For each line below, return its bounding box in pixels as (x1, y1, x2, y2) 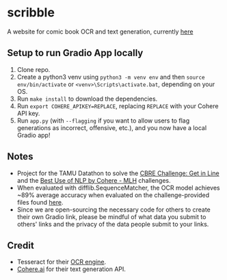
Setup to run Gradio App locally (7, 47, 144, 59)
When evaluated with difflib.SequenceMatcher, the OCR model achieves (16, 183, 220, 192)
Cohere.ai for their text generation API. (16, 265, 126, 273)
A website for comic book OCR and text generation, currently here (7, 27, 193, 36)
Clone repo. (16, 65, 51, 73)
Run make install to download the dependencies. (16, 94, 158, 103)
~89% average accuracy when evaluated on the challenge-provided (16, 190, 210, 199)
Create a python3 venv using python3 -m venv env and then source (16, 73, 205, 81)
